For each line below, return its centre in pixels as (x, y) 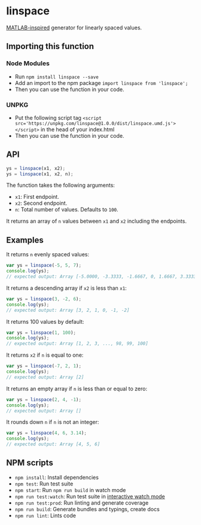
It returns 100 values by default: (45, 321)
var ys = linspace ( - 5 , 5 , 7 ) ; (44, 265)
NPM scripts (30, 463)
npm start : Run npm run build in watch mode (70, 490)
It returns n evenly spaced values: (48, 254)
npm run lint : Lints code (45, 515)
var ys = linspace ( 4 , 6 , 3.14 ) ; (46, 433)
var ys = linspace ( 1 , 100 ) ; (41, 333)
